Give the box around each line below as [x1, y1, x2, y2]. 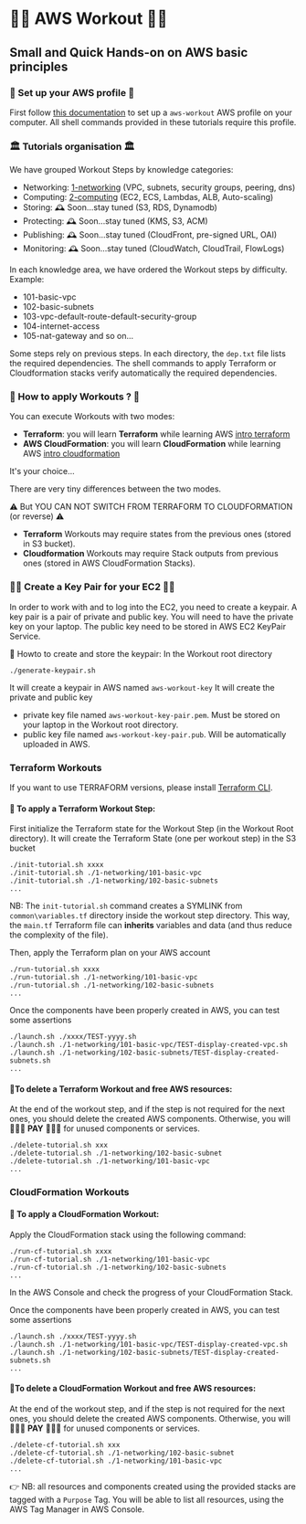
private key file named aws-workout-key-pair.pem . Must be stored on [22, 709, 280, 720]
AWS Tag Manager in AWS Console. [9, 1503, 145, 1515]
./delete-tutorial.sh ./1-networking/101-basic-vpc [9, 1157, 210, 1166]
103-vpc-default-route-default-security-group [22, 311, 197, 323]
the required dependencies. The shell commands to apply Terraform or [9, 358, 277, 369]
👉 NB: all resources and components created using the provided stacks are [9, 1480, 297, 1492]
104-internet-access [22, 321, 100, 332]
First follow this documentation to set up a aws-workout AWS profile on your [9, 107, 292, 118]
